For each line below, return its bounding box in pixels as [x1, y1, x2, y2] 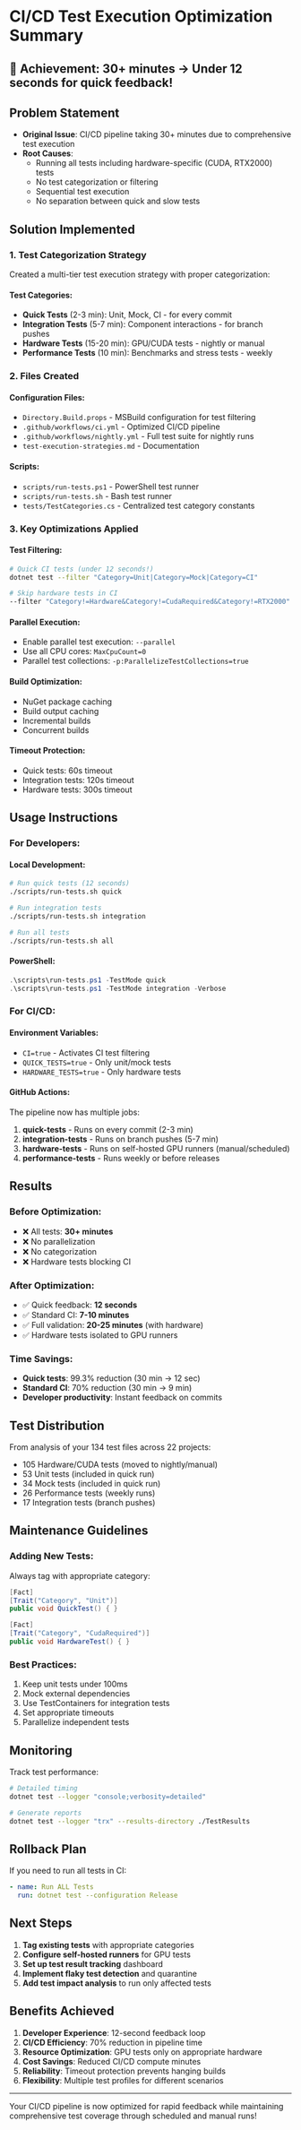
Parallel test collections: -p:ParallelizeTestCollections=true [21, 656, 249, 667]
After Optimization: [9, 1279, 95, 1291]
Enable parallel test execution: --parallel [21, 636, 176, 647]
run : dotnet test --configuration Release [17, 1891, 178, 1901]
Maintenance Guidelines [9, 1523, 149, 1539]
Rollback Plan [9, 1841, 87, 1857]
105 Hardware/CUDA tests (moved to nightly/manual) [21, 1459, 218, 1470]
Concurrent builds [21, 724, 90, 736]
